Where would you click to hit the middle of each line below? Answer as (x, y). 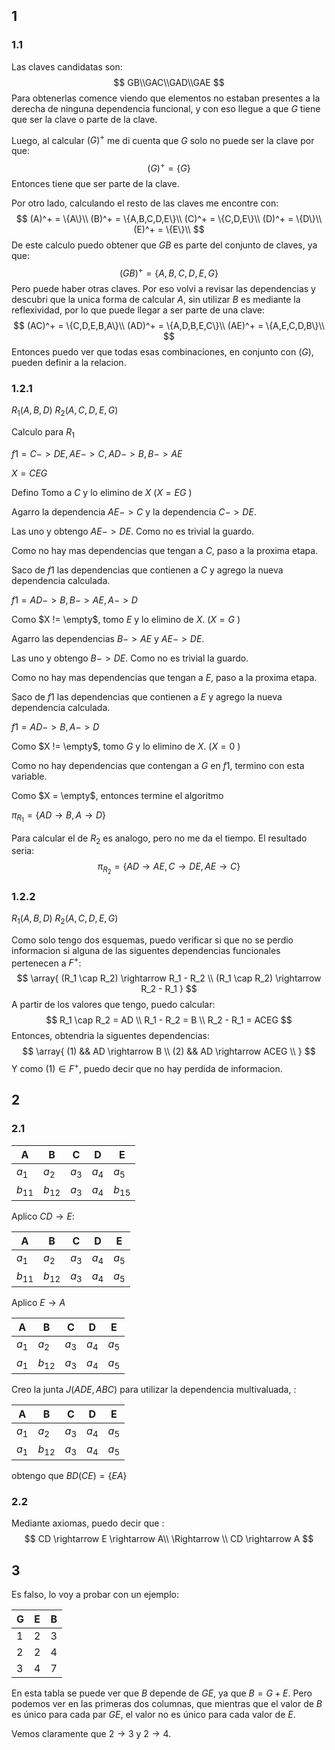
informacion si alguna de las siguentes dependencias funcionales (146, 950)
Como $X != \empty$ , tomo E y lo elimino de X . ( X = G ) (126, 619)
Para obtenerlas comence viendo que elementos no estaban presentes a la (166, 98)
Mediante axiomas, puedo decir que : (88, 1523)
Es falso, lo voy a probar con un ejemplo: (95, 1595)
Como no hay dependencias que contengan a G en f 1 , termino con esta (158, 765)
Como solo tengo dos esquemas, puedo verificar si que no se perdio (152, 940)
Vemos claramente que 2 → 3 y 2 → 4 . (91, 1734)
